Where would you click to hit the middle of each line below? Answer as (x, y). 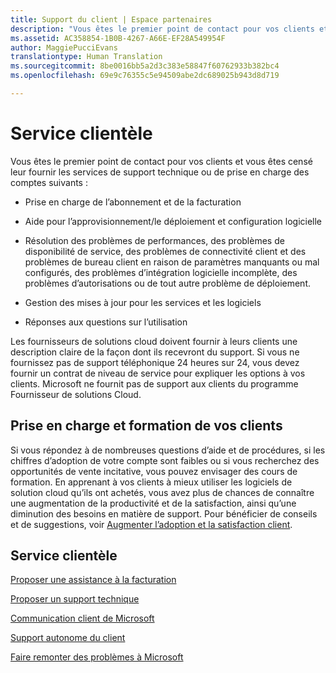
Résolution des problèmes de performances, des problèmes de (154, 240)
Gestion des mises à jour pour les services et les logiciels (143, 302)
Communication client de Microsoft (82, 618)
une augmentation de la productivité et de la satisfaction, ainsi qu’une (153, 503)
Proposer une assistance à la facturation (93, 580)
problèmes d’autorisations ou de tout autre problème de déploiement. (167, 283)
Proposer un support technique (75, 599)
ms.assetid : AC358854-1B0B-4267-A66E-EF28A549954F (118, 38)
